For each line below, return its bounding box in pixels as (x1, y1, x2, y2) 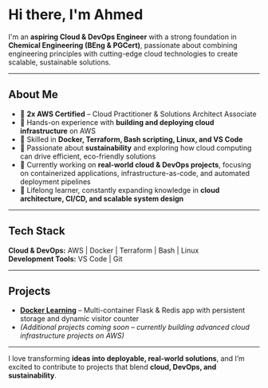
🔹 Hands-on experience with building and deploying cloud (19, 117, 215, 127)
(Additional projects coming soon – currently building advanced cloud (19, 323, 250, 332)
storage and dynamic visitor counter (19, 314, 140, 323)
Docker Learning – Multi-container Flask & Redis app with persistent (19, 305, 246, 315)
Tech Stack (8, 225, 65, 238)
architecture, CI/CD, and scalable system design (19, 194, 184, 203)
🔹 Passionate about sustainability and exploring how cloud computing (19, 143, 252, 152)
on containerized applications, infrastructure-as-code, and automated (19, 168, 250, 178)
